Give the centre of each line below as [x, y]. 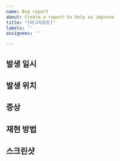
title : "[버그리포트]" [31, 22]
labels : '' [19, 28]
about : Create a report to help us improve [60, 17]
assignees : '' [24, 33]
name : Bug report [27, 11]
